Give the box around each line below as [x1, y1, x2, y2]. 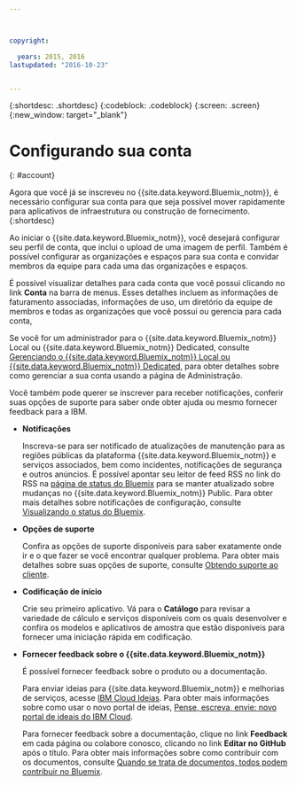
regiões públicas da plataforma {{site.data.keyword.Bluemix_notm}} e [21, 450, 277, 461]
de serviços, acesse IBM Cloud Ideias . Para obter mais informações [21, 693, 270, 703]
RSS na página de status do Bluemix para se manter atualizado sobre [21, 478, 275, 489]
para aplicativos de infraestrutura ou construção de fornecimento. [9, 206, 251, 217]
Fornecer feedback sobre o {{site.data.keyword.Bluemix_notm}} [21, 649, 266, 660]
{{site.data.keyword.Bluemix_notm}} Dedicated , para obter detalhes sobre [9, 361, 279, 372]
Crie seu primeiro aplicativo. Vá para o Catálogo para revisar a [21, 603, 251, 614]
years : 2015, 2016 [17, 52, 86, 61]
